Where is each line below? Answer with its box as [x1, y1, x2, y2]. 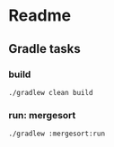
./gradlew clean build [8, 88, 93, 97]
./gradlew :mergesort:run [8, 129, 105, 139]
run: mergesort [8, 108, 76, 121]
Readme [8, 5, 72, 26]
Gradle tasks [8, 41, 82, 56]
